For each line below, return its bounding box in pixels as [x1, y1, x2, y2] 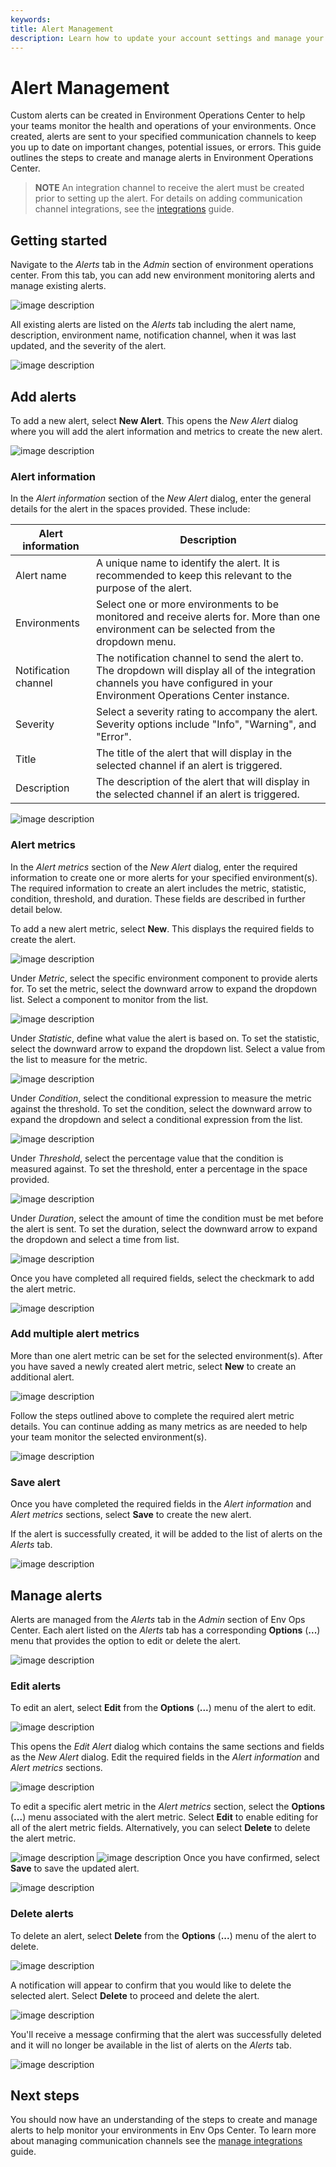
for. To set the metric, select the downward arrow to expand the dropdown [10, 982, 318, 995]
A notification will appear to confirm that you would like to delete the [10, 1979, 292, 1991]
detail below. [10, 903, 63, 915]
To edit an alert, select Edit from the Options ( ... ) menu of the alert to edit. [10, 1702, 317, 1714]
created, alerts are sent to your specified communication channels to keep [10, 131, 317, 143]
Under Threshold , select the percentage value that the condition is [10, 1152, 284, 1164]
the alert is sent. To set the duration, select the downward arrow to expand [10, 1222, 318, 1235]
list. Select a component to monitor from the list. [10, 993, 209, 1005]
